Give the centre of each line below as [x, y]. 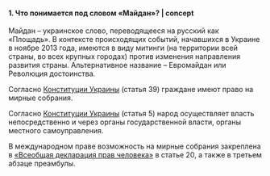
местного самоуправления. [56, 131]
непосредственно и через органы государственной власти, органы [125, 122]
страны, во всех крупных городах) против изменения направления [124, 57]
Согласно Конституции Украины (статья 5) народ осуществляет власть [131, 114]
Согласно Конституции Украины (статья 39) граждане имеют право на [131, 90]
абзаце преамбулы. [42, 164]
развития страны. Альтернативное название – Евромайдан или [118, 65]
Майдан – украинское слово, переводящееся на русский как [114, 31]
